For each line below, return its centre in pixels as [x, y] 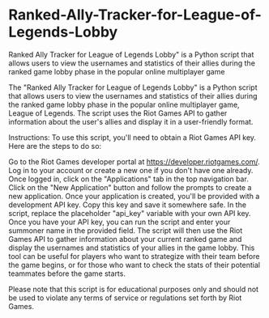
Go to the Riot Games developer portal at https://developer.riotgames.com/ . [134, 161]
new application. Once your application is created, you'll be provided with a [134, 196]
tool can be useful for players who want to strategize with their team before [134, 256]
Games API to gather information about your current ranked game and [125, 239]
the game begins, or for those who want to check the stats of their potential [134, 265]
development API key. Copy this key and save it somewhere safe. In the [128, 205]
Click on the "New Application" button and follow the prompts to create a [130, 187]
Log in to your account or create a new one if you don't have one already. [131, 170]
